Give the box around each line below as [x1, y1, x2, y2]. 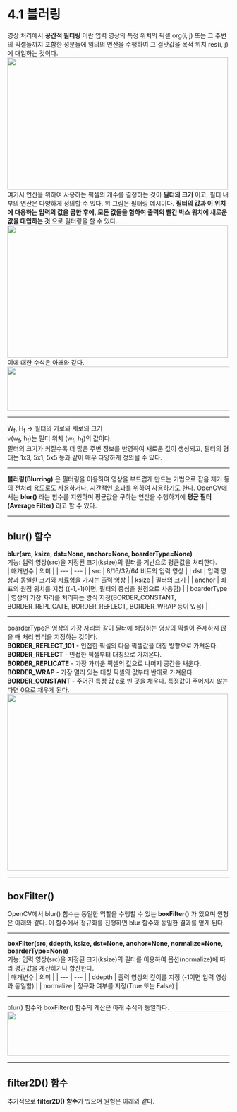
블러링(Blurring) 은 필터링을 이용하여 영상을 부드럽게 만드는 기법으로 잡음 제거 [7, 474, 223, 483]
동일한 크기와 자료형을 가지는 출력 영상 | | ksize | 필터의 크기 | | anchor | [20, 575, 220, 584]
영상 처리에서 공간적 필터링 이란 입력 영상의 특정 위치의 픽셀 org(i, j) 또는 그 [7, 31, 214, 40]
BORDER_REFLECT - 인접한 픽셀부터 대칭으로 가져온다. [7, 650, 162, 659]
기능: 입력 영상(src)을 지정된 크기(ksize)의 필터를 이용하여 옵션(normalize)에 [7, 955, 219, 964]
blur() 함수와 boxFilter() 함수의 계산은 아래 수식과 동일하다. [7, 1003, 169, 1012]
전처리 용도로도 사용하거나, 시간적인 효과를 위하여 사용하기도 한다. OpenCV [14, 484, 222, 492]
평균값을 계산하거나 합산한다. [14, 964, 95, 973]
